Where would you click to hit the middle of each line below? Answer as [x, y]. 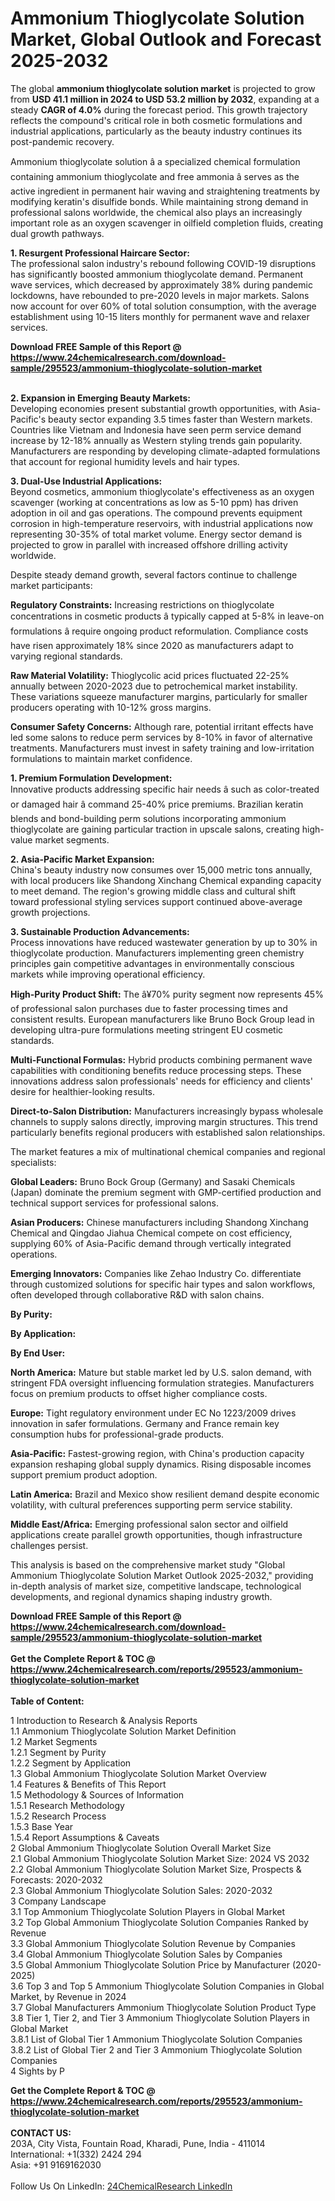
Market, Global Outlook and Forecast [166, 39]
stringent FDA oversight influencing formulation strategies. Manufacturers [162, 1383]
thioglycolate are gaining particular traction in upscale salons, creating [155, 829]
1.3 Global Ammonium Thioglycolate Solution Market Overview [138, 1773]
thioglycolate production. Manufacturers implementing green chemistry [157, 953]
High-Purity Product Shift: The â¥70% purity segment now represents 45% [167, 994]
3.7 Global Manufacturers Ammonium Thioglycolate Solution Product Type [163, 2007]
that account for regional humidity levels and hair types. [125, 461]
